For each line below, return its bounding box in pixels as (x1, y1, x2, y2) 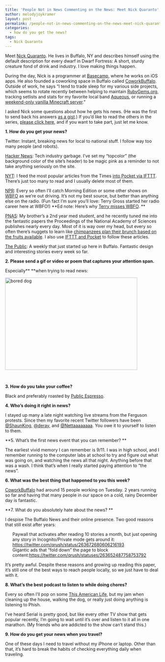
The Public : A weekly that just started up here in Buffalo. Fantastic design (5, 243, 154, 249)
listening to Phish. (5, 601, 41, 607)
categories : (5, 26, 29, 31)
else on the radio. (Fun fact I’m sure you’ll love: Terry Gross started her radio (5, 198, 160, 204)
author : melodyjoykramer (5, 12, 56, 17)
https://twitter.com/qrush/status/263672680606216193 (12, 541, 124, 547)
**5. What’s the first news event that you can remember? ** (5, 437, 127, 443)
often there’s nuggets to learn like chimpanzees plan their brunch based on (5, 229, 157, 234)
